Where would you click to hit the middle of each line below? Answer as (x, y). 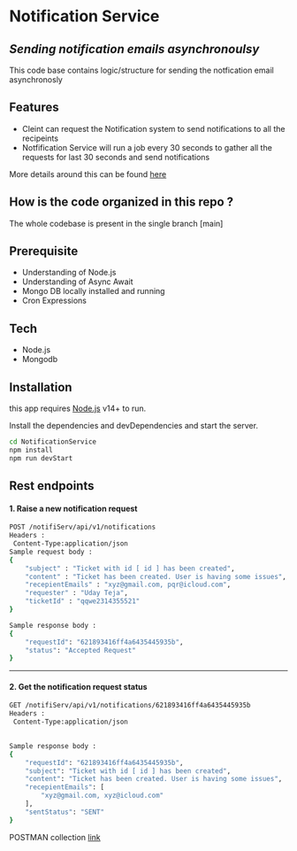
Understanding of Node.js (69, 273)
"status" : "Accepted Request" (81, 650)
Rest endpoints (52, 486)
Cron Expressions (54, 301)
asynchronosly (36, 80)
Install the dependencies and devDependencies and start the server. (134, 426)
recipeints (40, 138)
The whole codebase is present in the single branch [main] (116, 223)
